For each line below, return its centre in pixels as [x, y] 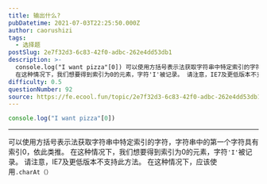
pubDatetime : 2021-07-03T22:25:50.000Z [74, 23]
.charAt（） [34, 172]
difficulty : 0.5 [35, 82]
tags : [17, 38]
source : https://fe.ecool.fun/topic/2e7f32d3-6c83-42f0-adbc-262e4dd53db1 [135, 97]
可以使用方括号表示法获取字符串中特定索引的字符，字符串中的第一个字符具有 [133, 142]
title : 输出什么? [35, 15]
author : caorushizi [41, 30]
